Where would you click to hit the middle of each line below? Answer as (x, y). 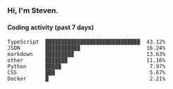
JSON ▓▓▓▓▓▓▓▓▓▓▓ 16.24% (86, 48)
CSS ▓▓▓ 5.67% (86, 73)
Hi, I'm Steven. (33, 11)
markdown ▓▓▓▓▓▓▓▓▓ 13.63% (86, 55)
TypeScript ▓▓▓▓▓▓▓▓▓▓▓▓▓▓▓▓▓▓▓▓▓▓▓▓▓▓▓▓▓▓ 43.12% (86, 42)
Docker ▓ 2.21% (86, 79)
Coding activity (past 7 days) (50, 27)
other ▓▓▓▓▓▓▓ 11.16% (86, 61)
